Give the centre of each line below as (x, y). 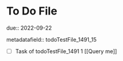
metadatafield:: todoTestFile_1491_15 (51, 39)
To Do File (32, 11)
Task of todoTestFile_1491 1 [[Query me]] (66, 51)
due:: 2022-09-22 (29, 28)
